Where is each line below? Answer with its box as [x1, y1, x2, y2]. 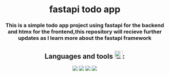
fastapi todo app [49, 4, 121, 15]
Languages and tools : [44, 52, 125, 61]
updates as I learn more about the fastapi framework [18, 35, 152, 42]
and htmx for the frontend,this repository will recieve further [8, 28, 162, 35]
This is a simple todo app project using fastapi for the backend [5, 22, 164, 29]
